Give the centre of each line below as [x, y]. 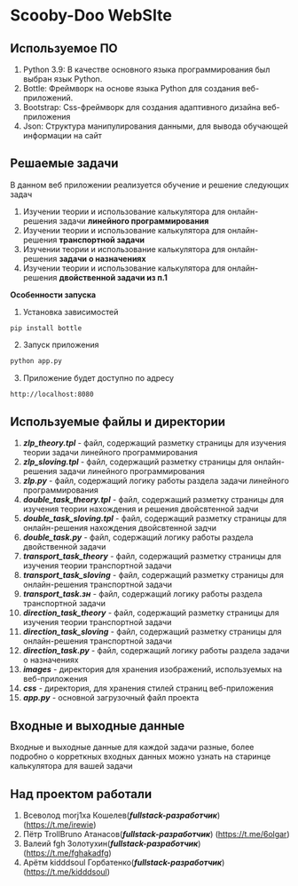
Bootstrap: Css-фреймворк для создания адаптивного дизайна [141, 107]
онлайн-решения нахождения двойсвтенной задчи [119, 528]
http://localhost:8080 [52, 394]
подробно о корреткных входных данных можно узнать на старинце [141, 756]
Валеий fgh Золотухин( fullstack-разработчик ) [112, 843]
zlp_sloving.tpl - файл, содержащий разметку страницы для [137, 462]
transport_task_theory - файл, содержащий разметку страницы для [152, 557]
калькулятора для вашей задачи [71, 766]
